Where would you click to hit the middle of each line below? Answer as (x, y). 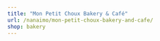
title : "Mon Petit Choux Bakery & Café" (68, 14)
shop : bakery (27, 26)
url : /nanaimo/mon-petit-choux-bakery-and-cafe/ (80, 20)
